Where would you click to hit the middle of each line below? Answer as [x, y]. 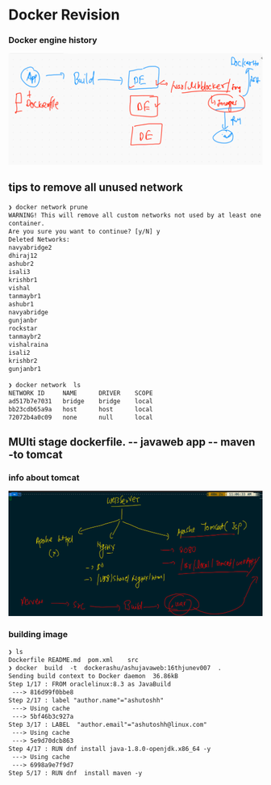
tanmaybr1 [25, 296]
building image [38, 634]
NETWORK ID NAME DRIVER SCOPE [81, 393]
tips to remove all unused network [96, 188]
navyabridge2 [30, 247]
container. [27, 223]
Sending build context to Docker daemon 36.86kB [94, 677]
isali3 [19, 272]
